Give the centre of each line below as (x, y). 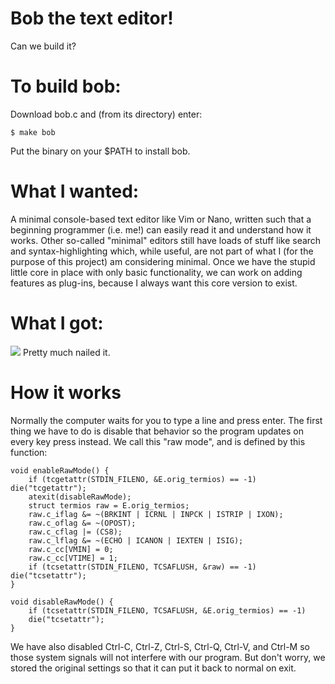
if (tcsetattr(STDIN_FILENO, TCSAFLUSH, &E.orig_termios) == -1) (167, 610)
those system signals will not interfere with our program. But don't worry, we (168, 657)
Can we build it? (43, 46)
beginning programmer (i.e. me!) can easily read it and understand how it (161, 229)
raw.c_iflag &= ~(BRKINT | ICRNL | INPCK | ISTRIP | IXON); (156, 514)
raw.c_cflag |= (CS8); (75, 532)
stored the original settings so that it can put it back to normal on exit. (153, 668)
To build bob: (66, 86)
